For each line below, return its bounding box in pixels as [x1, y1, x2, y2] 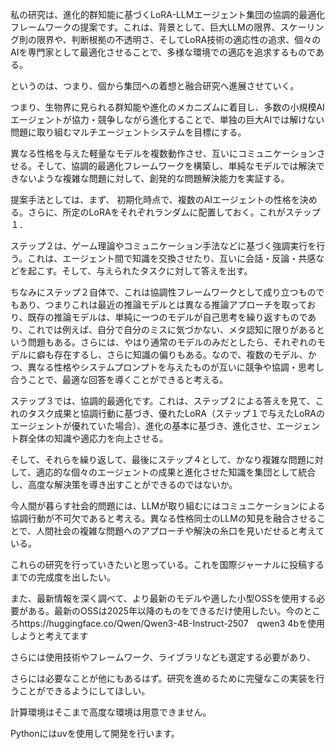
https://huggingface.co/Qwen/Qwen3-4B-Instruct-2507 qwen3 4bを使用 [18, 618, 325, 629]
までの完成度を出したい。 [10, 571, 116, 583]
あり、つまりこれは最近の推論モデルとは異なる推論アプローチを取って [18, 299, 308, 310]
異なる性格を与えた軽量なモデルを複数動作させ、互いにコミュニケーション [10, 148, 317, 159]
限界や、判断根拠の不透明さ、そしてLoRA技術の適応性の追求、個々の [36, 34, 322, 45]
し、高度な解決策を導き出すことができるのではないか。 [10, 479, 238, 490]
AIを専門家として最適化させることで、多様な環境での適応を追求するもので [10, 46, 316, 58]
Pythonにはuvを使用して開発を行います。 [10, 728, 180, 739]
